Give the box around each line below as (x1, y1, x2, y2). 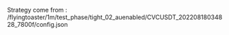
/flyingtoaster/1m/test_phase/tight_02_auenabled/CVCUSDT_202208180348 (7, 13, 223, 21)
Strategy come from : (7, 6, 67, 14)
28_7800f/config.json (7, 21, 68, 28)
